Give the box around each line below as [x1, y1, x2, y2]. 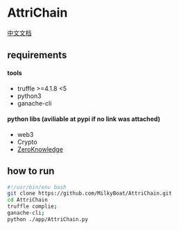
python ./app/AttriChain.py [7, 215, 89, 223]
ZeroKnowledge [17, 145, 64, 154]
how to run [7, 165, 55, 177]
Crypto [17, 138, 37, 146]
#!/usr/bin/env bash [7, 183, 67, 190]
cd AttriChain [7, 197, 49, 204]
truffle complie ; [7, 203, 58, 210]
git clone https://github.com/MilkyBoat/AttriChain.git [7, 190, 172, 197]
